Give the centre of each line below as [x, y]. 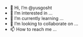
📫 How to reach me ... [33, 29]
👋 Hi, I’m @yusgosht [31, 8]
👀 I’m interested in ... [31, 13]
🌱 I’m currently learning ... [37, 18]
